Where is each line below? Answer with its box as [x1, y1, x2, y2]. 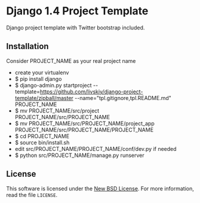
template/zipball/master [14, 94, 73, 101]
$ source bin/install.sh [14, 139, 70, 146]
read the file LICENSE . [6, 191, 58, 198]
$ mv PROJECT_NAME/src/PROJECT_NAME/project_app [14, 120, 155, 127]
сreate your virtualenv [14, 69, 69, 76]
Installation [6, 41, 49, 51]
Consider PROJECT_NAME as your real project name [6, 57, 136, 64]
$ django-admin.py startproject [14, 81, 92, 89]
